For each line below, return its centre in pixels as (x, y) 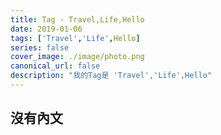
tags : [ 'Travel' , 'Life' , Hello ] (75, 38)
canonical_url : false (55, 66)
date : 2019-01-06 (46, 29)
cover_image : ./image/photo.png (77, 57)
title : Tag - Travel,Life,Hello (77, 19)
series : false (40, 47)
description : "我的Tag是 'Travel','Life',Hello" (111, 76)
